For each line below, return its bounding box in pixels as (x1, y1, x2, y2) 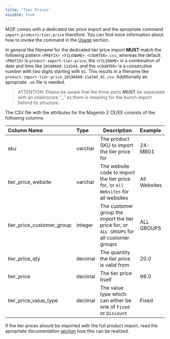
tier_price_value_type (8, 297, 58, 304)
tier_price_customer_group (8, 221, 72, 229)
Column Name (8, 127, 43, 134)
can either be (100, 297, 132, 304)
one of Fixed (100, 303, 130, 310)
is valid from (100, 261, 130, 269)
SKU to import (100, 141, 134, 148)
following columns (5, 115, 44, 121)
